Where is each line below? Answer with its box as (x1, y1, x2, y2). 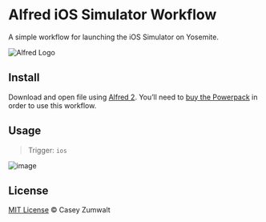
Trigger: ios (27, 145, 67, 155)
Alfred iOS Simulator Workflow (8, 6, 217, 24)
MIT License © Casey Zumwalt (8, 205, 111, 215)
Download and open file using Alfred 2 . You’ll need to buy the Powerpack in (8, 92, 258, 102)
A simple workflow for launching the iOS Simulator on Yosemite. (8, 32, 219, 42)
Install (8, 71, 40, 85)
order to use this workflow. (8, 100, 97, 110)
